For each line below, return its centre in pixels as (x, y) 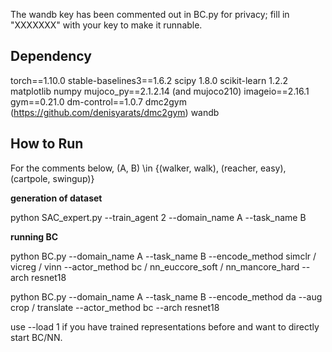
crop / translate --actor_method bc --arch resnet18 (115, 307)
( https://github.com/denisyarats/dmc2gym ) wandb (115, 112)
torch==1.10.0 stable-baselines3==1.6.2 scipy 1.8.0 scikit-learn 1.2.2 (149, 80)
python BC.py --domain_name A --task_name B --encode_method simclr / (163, 256)
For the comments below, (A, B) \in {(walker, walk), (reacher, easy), (148, 168)
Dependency (51, 56)
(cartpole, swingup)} (52, 178)
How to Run (47, 144)
